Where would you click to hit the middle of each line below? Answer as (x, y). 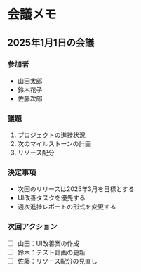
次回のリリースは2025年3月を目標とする (76, 189)
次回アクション (32, 227)
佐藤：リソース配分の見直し (58, 261)
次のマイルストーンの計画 (54, 144)
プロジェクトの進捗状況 (51, 135)
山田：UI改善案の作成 (48, 243)
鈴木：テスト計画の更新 (51, 252)
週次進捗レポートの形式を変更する (67, 207)
